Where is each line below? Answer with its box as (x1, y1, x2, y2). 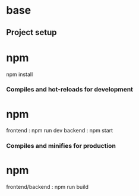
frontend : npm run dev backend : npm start (6, 127, 113, 134)
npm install (6, 71, 33, 78)
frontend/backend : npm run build (6, 184, 89, 191)
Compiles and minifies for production (6, 142, 116, 150)
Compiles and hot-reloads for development (6, 86, 134, 94)
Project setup (6, 27, 58, 37)
